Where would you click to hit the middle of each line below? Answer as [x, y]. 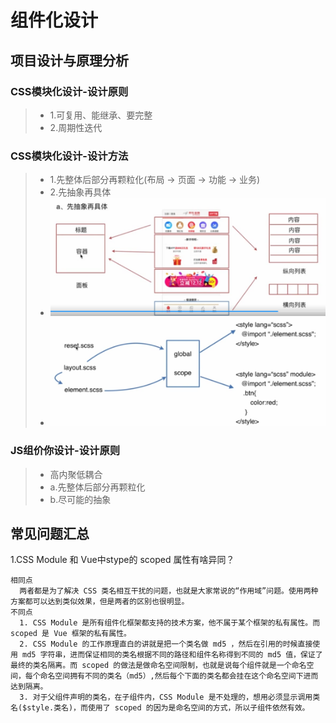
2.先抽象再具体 [80, 192]
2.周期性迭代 [76, 127]
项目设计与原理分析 [69, 60]
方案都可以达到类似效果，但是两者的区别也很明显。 [100, 602]
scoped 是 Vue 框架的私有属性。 [71, 634]
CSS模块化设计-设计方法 [69, 156]
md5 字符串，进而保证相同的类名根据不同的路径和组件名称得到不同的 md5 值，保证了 [172, 655]
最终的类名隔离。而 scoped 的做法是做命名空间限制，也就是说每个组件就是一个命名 [158, 666]
